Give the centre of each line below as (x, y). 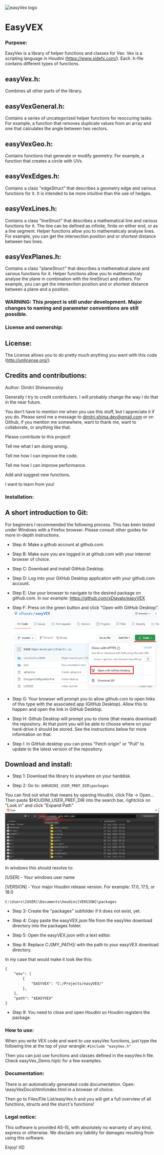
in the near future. (23, 402)
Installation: (20, 497)
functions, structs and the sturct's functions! (50, 1104)
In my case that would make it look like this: (49, 960)
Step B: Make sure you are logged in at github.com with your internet (81, 554)
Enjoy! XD (15, 1147)
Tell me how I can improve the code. (41, 456)
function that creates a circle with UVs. (44, 161)
